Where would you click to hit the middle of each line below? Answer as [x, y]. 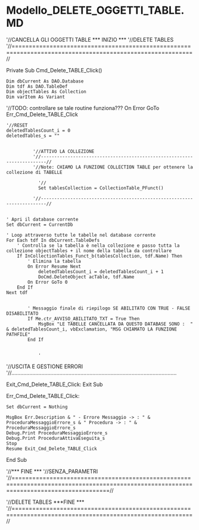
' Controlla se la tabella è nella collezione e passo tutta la [98, 246]
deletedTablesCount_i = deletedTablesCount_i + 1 [101, 272]
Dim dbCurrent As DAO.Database [45, 81]
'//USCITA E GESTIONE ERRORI [45, 366]
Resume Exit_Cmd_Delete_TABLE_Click [52, 449]
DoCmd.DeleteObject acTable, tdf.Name [86, 277]
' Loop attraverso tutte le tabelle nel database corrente [81, 235]
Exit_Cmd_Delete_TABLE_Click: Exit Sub [55, 384]
